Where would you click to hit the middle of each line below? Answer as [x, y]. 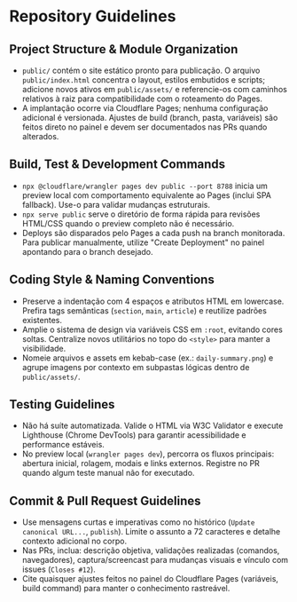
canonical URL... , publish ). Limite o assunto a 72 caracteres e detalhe [151, 532]
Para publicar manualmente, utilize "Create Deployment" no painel [143, 242]
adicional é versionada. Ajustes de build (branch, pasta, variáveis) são [150, 118]
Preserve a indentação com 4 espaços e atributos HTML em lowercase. [153, 301]
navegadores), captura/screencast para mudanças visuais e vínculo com [155, 560]
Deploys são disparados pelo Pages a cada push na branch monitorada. [153, 233]
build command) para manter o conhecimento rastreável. [126, 589]
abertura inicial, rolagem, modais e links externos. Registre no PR [141, 463]
